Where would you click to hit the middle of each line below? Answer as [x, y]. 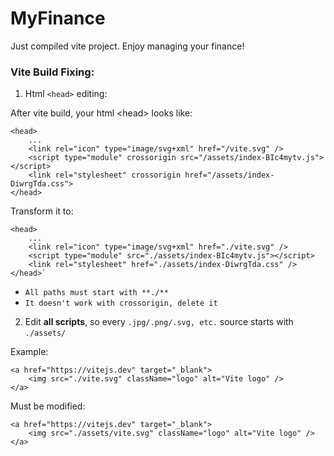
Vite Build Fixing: [52, 72]
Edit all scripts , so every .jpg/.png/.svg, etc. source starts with [159, 322]
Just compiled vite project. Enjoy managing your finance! [127, 46]
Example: [29, 352]
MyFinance [58, 18]
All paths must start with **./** [96, 293]
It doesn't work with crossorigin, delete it [121, 303]
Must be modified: [48, 406]
